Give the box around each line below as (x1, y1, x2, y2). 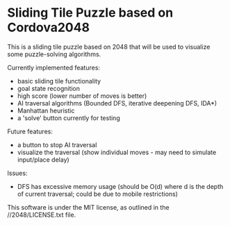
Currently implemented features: (7, 63, 101, 72)
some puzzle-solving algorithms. (7, 50, 101, 58)
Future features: (7, 127, 54, 135)
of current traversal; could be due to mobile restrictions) (17, 190, 179, 198)
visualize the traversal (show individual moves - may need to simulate (17, 148, 217, 156)
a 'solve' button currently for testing (17, 113, 120, 122)
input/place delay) (17, 155, 69, 164)
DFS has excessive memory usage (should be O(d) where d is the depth (17, 182, 224, 190)
